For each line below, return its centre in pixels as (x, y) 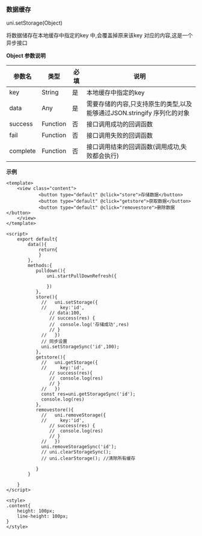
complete (23, 151)
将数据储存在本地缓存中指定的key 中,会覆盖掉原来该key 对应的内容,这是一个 (100, 35)
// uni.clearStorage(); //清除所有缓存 (88, 458)
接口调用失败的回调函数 (120, 135)
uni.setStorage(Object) (35, 23)
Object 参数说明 (26, 56)
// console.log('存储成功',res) (89, 325)
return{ (48, 250)
